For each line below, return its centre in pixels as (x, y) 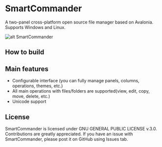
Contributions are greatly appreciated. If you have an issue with (69, 134)
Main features (27, 69)
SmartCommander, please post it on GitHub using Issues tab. (67, 139)
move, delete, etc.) (31, 97)
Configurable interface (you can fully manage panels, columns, (76, 81)
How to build (25, 52)
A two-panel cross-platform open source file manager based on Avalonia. (79, 22)
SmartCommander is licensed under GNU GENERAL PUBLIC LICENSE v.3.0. (81, 128)
